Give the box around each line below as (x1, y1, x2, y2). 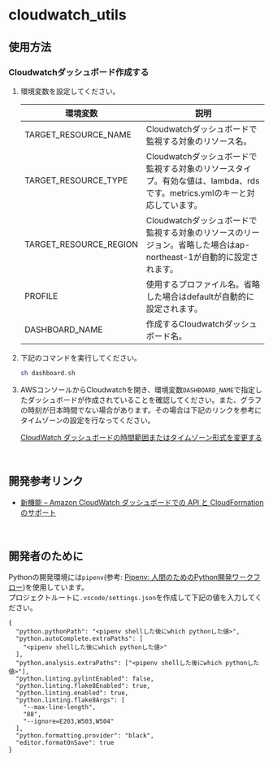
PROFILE (24, 290, 58, 301)
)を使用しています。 (23, 582, 89, 592)
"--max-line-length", (23, 703, 96, 711)
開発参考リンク (8, 474, 84, 488)
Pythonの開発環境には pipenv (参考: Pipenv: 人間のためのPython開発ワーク (8, 573, 254, 582)
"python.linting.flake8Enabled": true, (15, 682, 151, 690)
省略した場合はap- (178, 239, 250, 250)
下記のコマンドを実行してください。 (19, 352, 141, 362)
